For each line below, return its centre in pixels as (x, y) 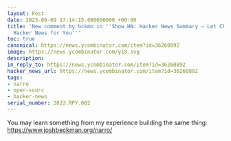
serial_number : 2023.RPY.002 (49, 103)
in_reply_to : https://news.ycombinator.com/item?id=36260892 (97, 65)
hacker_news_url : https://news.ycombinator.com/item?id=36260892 (102, 71)
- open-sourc (26, 90)
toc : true (21, 39)
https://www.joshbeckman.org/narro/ (60, 130)
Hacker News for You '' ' (47, 33)
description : (26, 58)
